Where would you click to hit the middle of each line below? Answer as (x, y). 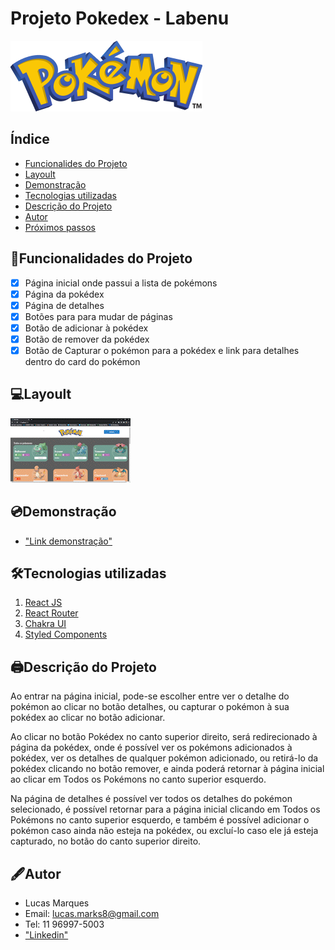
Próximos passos (60, 227)
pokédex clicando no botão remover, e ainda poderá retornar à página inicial (167, 769)
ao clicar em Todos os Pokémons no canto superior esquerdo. (138, 779)
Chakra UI (45, 624)
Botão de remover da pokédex (87, 339)
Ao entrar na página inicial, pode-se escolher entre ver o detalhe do (150, 696)
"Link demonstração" (68, 541)
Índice (30, 139)
